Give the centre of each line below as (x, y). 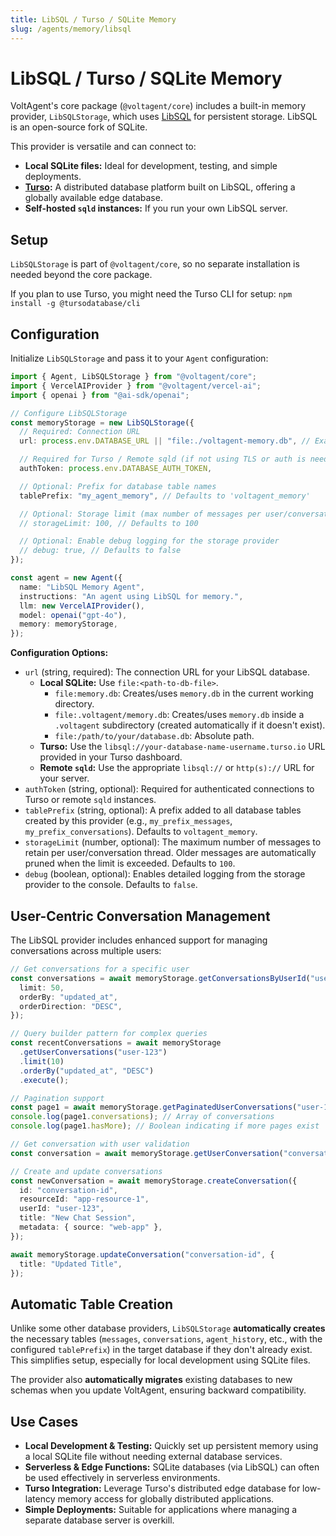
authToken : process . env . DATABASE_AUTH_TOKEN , (116, 469)
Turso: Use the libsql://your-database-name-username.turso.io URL (182, 747)
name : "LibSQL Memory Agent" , (82, 587)
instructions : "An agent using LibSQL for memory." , (131, 596)
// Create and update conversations (86, 1171)
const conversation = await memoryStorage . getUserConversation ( (147, 1153)
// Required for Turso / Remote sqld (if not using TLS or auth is (163, 459)
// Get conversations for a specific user (100, 969)
